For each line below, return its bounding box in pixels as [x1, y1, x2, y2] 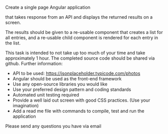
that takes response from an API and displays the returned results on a [5, 14, 153, 20]
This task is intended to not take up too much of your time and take [5, 50, 146, 56]
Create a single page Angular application [5, 5, 90, 10]
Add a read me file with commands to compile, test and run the [12, 108, 145, 114]
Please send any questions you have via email [5, 123, 102, 129]
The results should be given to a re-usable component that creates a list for [5, 29, 163, 35]
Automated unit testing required [12, 92, 80, 98]
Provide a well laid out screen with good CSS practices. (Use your [12, 97, 151, 103]
